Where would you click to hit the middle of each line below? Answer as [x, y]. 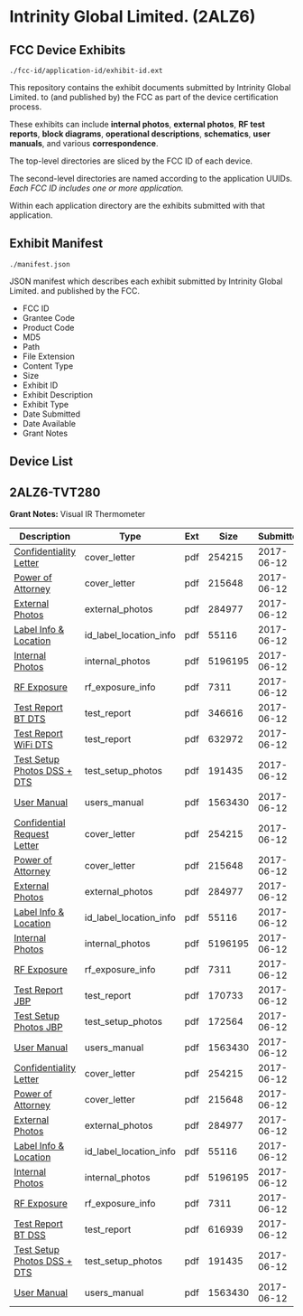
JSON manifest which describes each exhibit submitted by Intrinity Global [146, 281]
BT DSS [30, 1236]
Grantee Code [48, 317]
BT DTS [30, 719]
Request [32, 834]
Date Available [49, 423]
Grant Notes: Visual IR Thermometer [78, 514]
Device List [41, 461]
